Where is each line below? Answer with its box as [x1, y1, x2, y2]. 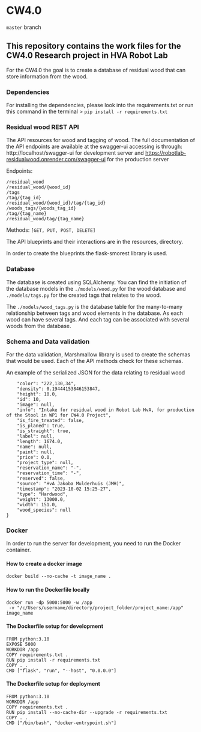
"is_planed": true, [17, 423, 66, 429]
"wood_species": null [17, 507, 71, 513]
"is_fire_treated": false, [17, 417, 85, 423]
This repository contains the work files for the [6, 41, 181, 51]
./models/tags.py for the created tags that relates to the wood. [6, 291, 161, 299]
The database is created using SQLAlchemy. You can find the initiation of [6, 278, 187, 286]
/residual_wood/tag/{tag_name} [6, 216, 85, 222]
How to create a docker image [6, 560, 82, 567]
